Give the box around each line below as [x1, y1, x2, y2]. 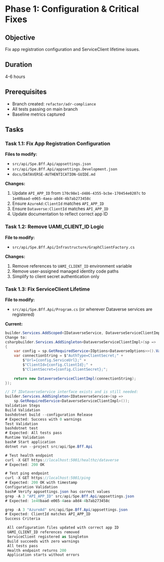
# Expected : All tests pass [5, 431, 62, 435]
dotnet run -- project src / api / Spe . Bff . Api [5, 444, 93, 449]
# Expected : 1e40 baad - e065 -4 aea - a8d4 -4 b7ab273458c [5, 498, 110, 503]
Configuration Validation [5, 485, 58, 490]
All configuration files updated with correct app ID [7, 525, 119, 530]
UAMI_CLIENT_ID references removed [7, 530, 80, 535]
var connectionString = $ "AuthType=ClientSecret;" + [14, 353, 123, 358]
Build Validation [5, 408, 41, 412]
